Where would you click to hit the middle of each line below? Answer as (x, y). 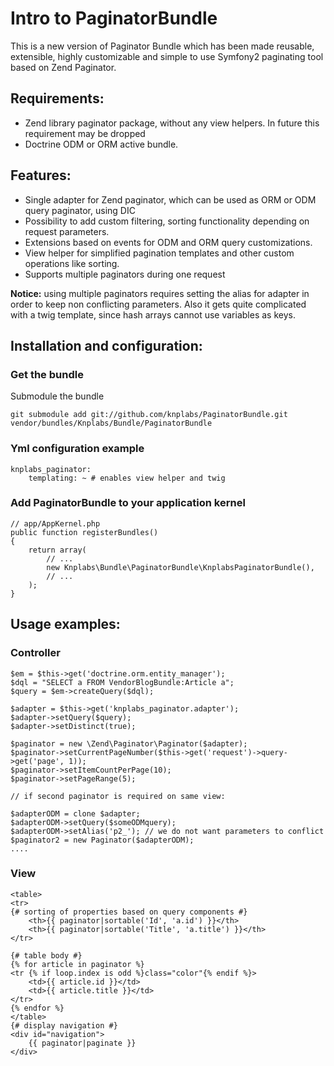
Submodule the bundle (57, 396)
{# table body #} (46, 955)
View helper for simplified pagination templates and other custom (159, 253)
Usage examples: (65, 624)
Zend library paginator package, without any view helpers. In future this (172, 123)
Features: (41, 175)
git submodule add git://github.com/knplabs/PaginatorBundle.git (149, 415)
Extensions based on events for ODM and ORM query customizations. (168, 242)
